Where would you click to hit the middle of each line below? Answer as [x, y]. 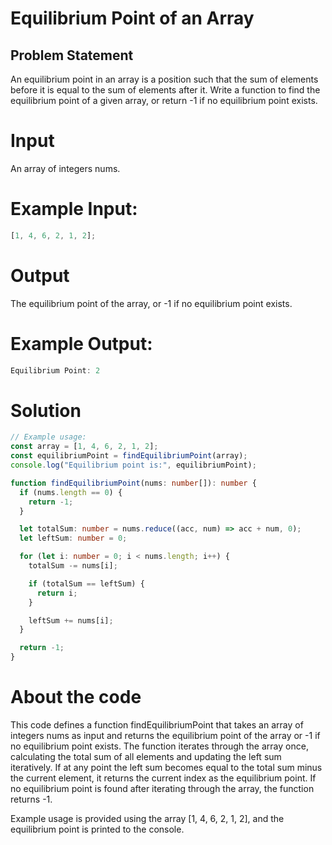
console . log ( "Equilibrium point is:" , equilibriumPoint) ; [133, 465]
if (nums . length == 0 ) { [71, 492]
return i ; [57, 593]
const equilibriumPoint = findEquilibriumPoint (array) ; [129, 456]
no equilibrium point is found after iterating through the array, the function [162, 788]
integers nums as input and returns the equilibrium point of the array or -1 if [165, 735]
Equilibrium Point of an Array [132, 18]
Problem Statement [72, 55]
